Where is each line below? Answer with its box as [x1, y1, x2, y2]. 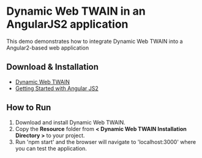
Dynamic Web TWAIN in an [6, 4, 146, 18]
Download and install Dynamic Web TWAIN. [15, 118, 125, 126]
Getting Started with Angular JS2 [15, 85, 99, 92]
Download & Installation [6, 62, 99, 72]
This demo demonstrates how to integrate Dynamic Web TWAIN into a [6, 37, 183, 45]
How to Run [6, 102, 51, 113]
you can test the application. [15, 145, 88, 152]
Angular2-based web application [6, 44, 89, 51]
